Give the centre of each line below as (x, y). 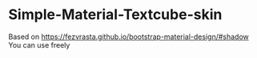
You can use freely (39, 44)
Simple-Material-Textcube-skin (115, 15)
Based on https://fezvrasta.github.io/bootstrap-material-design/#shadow (129, 37)
